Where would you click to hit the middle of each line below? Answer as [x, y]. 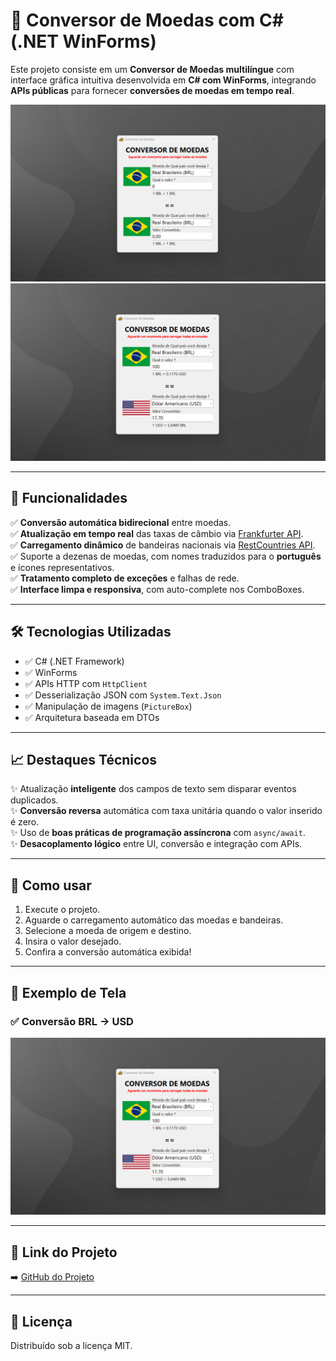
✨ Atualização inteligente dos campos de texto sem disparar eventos [153, 789]
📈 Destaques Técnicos [84, 759]
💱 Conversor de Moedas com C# [147, 20]
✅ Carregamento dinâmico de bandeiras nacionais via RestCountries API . [163, 545]
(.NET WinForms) [83, 41]
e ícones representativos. [62, 567]
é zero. [25, 822]
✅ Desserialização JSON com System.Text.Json [123, 695]
